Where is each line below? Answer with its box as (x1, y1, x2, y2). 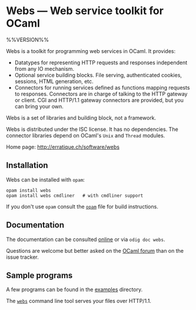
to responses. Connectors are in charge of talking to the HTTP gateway (14, 90, 188, 97)
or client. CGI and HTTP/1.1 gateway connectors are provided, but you (14, 96, 184, 104)
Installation (6, 160, 48, 170)
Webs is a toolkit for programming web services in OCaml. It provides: (6, 47, 175, 54)
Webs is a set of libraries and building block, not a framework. (6, 114, 157, 121)
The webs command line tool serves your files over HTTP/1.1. (6, 298, 152, 305)
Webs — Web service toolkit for (6, 4, 164, 18)
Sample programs (6, 270, 73, 281)
